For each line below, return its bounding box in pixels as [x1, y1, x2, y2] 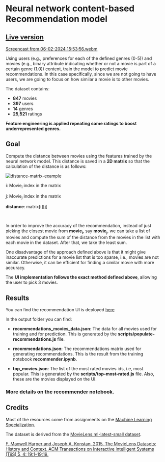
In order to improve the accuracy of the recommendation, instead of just [5, 223, 152, 229]
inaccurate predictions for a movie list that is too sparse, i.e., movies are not [5, 254, 159, 260]
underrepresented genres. [5, 126, 61, 132]
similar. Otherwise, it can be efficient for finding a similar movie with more [5, 260, 154, 266]
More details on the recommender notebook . [5, 388, 114, 395]
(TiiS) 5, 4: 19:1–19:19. [5, 451, 49, 457]
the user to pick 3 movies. [5, 279, 58, 285]
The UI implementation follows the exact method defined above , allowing [5, 274, 157, 280]
